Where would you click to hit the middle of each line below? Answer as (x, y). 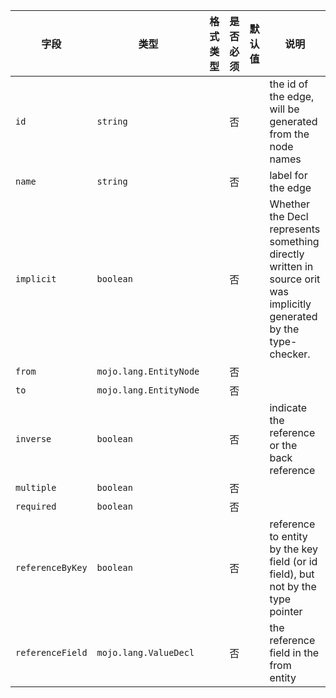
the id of (289, 84)
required (36, 506)
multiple (36, 487)
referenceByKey (51, 567)
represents (295, 229)
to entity (288, 536)
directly (287, 254)
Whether (290, 204)
